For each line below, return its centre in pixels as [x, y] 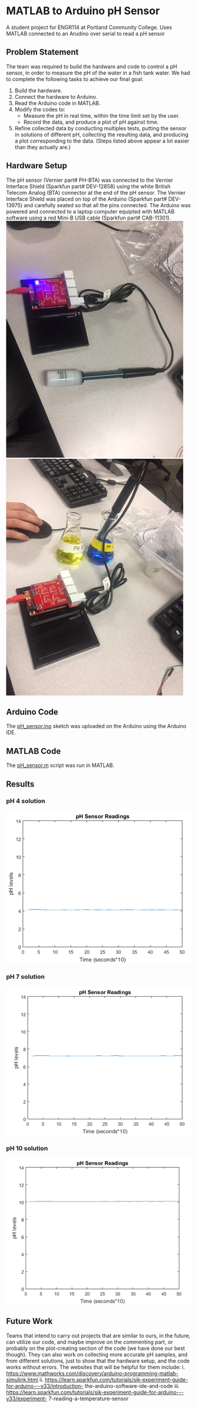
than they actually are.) [42, 147]
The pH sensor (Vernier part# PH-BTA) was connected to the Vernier [90, 180]
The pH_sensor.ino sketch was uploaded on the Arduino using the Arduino [96, 726]
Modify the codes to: [40, 109]
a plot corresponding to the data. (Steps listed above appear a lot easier [102, 141]
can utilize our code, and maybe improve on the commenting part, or [90, 1342]
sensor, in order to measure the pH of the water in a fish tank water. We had [98, 73]
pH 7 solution [26, 977]
